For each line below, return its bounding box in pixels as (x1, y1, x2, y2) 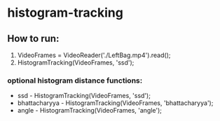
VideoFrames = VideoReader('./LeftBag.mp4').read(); (17, 51, 171, 59)
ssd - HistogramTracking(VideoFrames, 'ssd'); (17, 92, 151, 100)
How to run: (7, 33, 60, 45)
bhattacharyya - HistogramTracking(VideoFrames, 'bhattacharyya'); (17, 99, 214, 107)
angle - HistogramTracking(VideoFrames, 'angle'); (17, 106, 163, 115)
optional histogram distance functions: (7, 75, 143, 85)
